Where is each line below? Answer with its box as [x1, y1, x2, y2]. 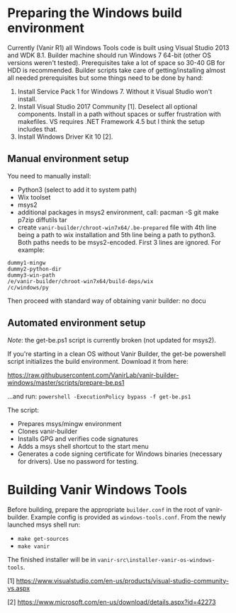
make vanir [17, 543, 50, 550]
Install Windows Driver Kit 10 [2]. [17, 132, 113, 141]
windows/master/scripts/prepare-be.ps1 [7, 378, 125, 386]
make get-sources [17, 535, 69, 542]
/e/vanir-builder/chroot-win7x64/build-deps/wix [7, 277, 154, 285]
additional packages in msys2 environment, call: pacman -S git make [17, 207, 219, 217]
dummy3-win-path [7, 271, 55, 279]
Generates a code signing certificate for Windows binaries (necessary [17, 449, 223, 458]
